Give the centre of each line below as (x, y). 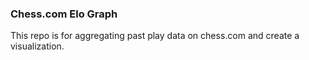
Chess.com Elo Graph (64, 14)
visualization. (37, 46)
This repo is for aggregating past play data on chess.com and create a (155, 36)
